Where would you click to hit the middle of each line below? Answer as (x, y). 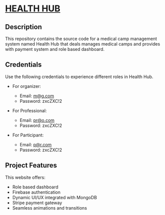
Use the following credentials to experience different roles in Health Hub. (79, 77)
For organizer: (26, 86)
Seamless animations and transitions (50, 208)
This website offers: (25, 177)
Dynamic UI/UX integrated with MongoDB (55, 197)
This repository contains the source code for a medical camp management (81, 39)
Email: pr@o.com (37, 120)
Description (23, 27)
